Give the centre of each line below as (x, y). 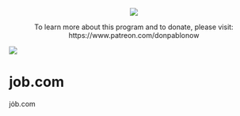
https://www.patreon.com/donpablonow (134, 35)
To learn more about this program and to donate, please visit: (134, 27)
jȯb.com (23, 103)
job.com (36, 82)
